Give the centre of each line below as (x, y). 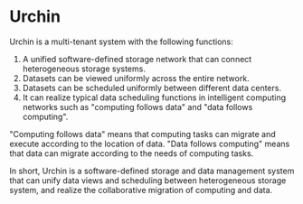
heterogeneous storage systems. (84, 69)
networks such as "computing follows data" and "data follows (137, 107)
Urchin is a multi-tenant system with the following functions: (121, 42)
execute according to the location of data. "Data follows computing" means (150, 144)
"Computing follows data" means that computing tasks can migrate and (142, 134)
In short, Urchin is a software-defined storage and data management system (152, 171)
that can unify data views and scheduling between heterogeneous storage (148, 180)
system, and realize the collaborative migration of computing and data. (141, 190)
